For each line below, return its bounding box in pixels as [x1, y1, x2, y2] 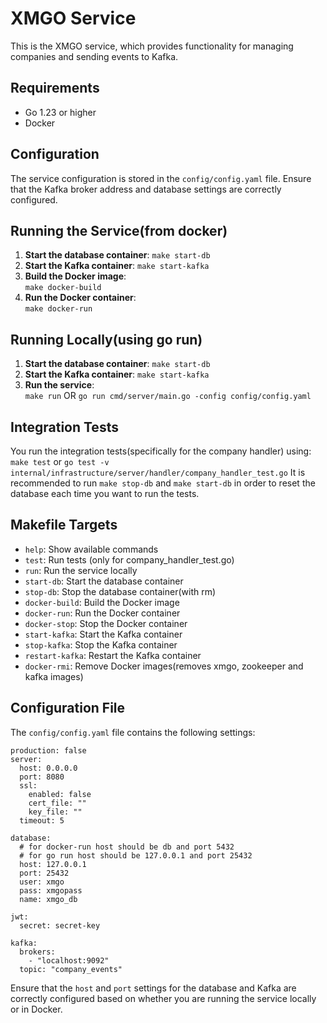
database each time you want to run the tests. [10, 488, 200, 499]
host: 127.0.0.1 [19, 859, 87, 869]
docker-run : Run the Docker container [24, 607, 181, 619]
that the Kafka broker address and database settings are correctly [10, 183, 282, 195]
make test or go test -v [10, 456, 110, 467]
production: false [10, 745, 87, 756]
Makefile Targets [10, 517, 118, 534]
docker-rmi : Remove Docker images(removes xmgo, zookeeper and [24, 660, 304, 672]
